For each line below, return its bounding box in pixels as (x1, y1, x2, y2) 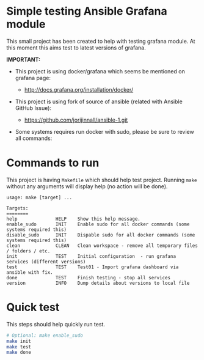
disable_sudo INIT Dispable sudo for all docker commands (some (6, 232, 195, 238)
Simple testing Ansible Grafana (6, 4, 167, 18)
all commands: (15, 134, 53, 142)
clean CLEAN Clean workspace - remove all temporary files (6, 243, 199, 249)
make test (6, 343, 32, 350)
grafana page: (15, 74, 51, 81)
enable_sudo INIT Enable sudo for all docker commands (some (6, 221, 190, 227)
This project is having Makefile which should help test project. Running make (6, 176, 197, 183)
